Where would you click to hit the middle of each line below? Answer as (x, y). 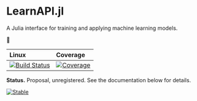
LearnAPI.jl (35, 11)
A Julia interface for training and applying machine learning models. (92, 28)
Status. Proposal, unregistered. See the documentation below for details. (99, 80)
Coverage (71, 55)
